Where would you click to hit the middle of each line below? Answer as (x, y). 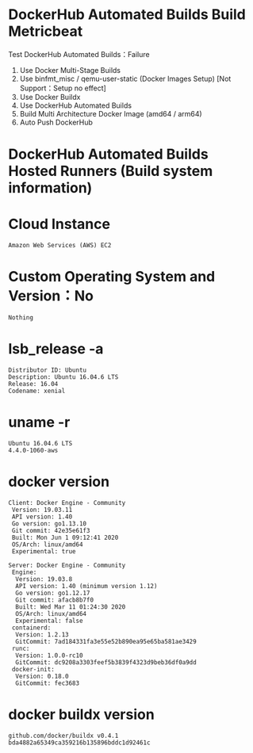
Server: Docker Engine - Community (67, 565)
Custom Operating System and (112, 277)
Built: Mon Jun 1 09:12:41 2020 (65, 537)
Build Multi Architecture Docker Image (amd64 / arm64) (111, 113)
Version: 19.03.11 (42, 510)
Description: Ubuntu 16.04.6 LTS (63, 377)
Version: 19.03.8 (44, 579)
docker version (59, 482)
